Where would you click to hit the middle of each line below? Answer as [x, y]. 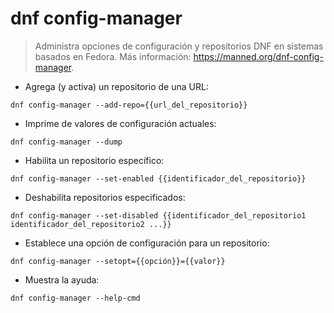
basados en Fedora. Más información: [113, 56]
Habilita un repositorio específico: [94, 160]
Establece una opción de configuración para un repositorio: [147, 243]
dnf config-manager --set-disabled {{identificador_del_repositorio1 [158, 215]
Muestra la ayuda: [62, 279]
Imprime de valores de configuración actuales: [120, 123]
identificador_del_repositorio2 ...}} [91, 224]
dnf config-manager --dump [66, 142]
